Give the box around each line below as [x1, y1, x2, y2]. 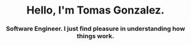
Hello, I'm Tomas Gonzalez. [26, 4, 165, 17]
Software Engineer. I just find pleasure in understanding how [6, 25, 185, 33]
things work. [76, 32, 115, 40]
